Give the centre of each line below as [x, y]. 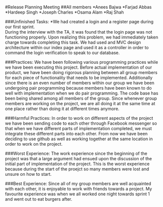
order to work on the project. [34, 144]
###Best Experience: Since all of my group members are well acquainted [78, 184]
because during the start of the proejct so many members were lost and [77, 169]
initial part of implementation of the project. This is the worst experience [77, 164]
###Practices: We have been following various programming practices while [81, 62]
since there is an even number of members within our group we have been [80, 83]
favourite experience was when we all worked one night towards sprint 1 [77, 194]
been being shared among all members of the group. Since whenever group [81, 98]
